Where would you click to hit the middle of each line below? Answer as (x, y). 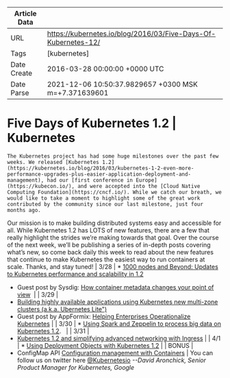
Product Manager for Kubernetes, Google (76, 367)
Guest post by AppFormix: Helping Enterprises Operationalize (104, 316)
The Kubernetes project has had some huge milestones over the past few (113, 156)
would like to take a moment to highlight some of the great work (104, 198)
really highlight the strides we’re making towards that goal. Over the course (113, 237)
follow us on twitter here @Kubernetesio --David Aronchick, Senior (112, 360)
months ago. (24, 210)
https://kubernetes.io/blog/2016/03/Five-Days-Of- (131, 34)
